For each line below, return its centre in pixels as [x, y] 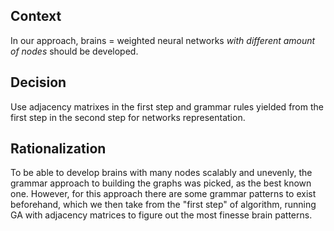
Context [36, 16]
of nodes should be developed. [74, 51]
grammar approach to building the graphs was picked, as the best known [161, 183]
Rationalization [58, 149]
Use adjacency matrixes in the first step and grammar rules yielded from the [167, 106]
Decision [38, 82]
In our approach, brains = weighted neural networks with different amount [163, 40]
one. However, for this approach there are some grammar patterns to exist [163, 194]
